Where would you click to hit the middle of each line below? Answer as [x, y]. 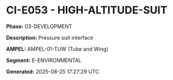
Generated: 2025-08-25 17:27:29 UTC [53, 71]
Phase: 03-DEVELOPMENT [39, 26]
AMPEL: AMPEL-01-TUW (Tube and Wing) [57, 49]
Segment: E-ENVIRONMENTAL [44, 60]
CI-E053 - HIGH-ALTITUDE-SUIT [87, 10]
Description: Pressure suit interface [50, 37]
